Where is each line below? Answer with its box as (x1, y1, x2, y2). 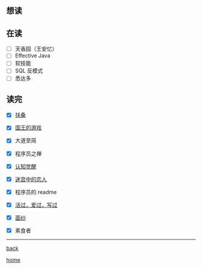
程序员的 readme (14, 188, 57, 195)
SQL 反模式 (14, 67, 43, 74)
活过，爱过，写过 (14, 201, 58, 208)
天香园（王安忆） (14, 45, 58, 52)
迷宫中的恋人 (14, 176, 47, 183)
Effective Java (14, 52, 50, 59)
